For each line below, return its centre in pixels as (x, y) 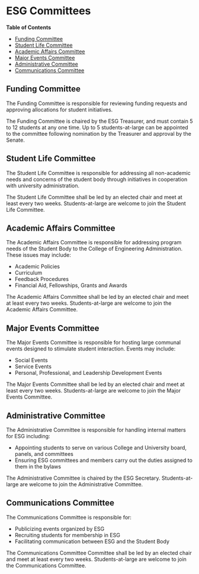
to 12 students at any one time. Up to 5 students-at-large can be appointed (97, 127)
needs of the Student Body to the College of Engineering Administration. (94, 249)
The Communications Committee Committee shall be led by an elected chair (99, 553)
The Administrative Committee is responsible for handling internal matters (96, 430)
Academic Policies (37, 267)
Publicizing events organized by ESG (60, 528)
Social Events (31, 361)
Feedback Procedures (42, 279)
